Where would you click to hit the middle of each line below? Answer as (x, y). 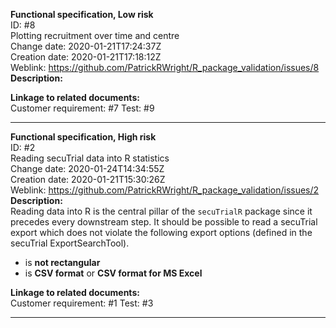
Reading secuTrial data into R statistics (90, 158)
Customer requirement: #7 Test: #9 (82, 108)
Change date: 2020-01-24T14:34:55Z (87, 168)
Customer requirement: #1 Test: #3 (82, 303)
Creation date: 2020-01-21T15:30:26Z (88, 179)
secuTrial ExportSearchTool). (70, 243)
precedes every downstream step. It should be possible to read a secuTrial (164, 222)
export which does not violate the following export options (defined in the (161, 232)
